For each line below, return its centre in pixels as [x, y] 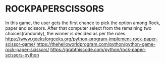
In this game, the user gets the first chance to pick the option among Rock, [83, 23]
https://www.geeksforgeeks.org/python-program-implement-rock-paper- [81, 39]
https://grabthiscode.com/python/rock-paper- [98, 49]
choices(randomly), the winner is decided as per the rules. [66, 33]
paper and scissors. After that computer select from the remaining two [78, 28]
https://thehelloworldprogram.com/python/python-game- [96, 44]
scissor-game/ [20, 44]
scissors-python [22, 55]
